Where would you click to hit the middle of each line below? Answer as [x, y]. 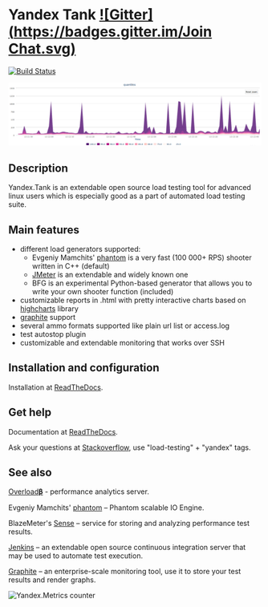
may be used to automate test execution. [75, 556]
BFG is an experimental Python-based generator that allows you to [142, 283]
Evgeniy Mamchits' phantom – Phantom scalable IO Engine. [106, 508]
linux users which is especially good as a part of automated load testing [127, 196]
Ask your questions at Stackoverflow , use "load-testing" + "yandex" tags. [130, 447]
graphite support [48, 318]
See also [30, 473]
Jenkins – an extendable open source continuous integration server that [127, 548]
